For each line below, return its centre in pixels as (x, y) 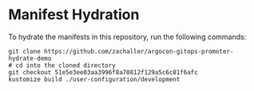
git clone (25, 51)
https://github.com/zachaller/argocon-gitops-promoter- (139, 51)
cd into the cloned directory (65, 65)
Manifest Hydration (74, 15)
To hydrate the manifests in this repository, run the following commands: (127, 37)
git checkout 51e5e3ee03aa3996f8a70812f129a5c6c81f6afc (103, 72)
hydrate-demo (30, 58)
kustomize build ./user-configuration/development (94, 79)
